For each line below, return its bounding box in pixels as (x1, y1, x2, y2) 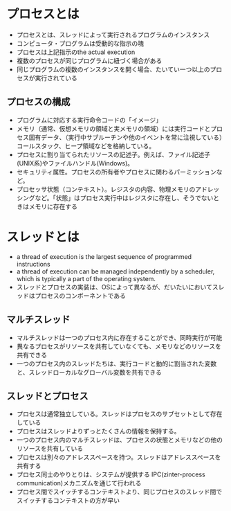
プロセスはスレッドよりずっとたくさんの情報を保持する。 (16, 427, 181, 436)
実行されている (35, 73, 77, 82)
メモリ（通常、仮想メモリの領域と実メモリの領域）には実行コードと (16, 124, 211, 132)
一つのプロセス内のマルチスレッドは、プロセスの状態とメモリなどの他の (16, 436, 223, 444)
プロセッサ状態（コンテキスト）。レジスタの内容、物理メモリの (16, 185, 196, 193)
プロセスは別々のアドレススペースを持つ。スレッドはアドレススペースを (16, 453, 221, 461)
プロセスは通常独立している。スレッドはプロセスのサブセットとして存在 (16, 410, 223, 418)
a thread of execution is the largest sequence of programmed (16, 252, 192, 260)
